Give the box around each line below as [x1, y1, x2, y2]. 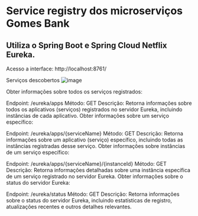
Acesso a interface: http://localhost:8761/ [6, 65, 107, 72]
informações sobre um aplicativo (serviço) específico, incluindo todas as [6, 136, 183, 143]
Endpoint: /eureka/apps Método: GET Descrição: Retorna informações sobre [6, 99, 192, 107]
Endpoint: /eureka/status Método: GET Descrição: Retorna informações [6, 191, 180, 198]
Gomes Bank [6, 17, 70, 30]
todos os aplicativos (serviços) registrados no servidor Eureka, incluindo [6, 106, 183, 113]
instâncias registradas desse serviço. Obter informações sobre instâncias [6, 143, 186, 149]
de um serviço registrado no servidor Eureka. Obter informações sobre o [6, 173, 183, 180]
